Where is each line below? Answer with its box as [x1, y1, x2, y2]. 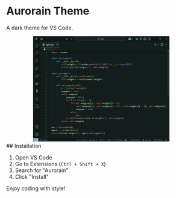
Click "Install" [14, 173, 49, 180]
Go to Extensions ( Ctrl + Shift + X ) [14, 160, 107, 167]
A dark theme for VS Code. [6, 24, 74, 31]
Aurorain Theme [6, 4, 90, 18]
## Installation [6, 142, 42, 149]
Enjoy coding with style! [6, 185, 66, 192]
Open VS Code [14, 153, 52, 161]
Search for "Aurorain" [14, 167, 69, 174]
